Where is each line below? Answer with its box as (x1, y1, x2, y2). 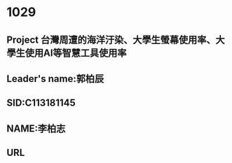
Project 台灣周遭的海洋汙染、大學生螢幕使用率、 (6, 34, 216, 45)
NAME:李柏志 (6, 122, 66, 134)
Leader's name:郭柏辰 (6, 73, 104, 85)
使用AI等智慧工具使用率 (25, 47, 127, 59)
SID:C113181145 (6, 97, 76, 109)
